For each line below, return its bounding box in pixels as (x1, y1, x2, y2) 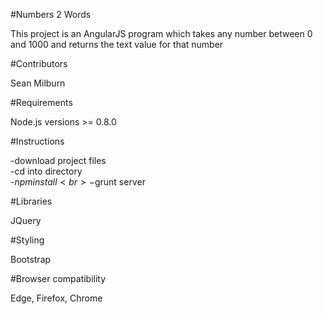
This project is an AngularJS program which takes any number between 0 (10, 28, 313, 39)
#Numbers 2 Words (10, 9, 92, 20)
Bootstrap (10, 254, 52, 265)
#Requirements (10, 97, 73, 108)
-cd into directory (10, 165, 83, 177)
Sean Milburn (10, 77, 66, 89)
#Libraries (10, 195, 53, 207)
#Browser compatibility (10, 273, 107, 284)
